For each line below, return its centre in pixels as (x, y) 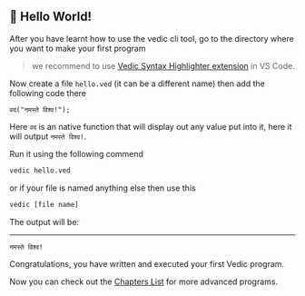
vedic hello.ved (40, 170)
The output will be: (44, 222)
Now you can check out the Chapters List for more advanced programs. (144, 281)
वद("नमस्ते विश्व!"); (40, 110)
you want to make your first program (78, 48)
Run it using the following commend (76, 153)
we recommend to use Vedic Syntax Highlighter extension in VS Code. (163, 65)
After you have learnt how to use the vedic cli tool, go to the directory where (152, 38)
